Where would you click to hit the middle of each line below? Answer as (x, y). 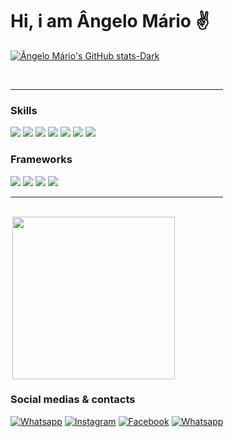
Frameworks (41, 160)
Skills (24, 110)
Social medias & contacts (73, 400)
